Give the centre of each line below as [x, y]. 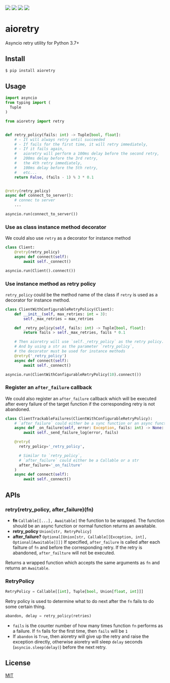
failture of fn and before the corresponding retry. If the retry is [77, 547]
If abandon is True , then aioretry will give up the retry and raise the [81, 636]
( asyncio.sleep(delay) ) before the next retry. [60, 647]
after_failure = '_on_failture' [50, 465]
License [18, 663]
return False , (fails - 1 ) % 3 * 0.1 [54, 177]
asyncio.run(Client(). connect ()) [40, 271]
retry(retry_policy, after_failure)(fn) [49, 509]
